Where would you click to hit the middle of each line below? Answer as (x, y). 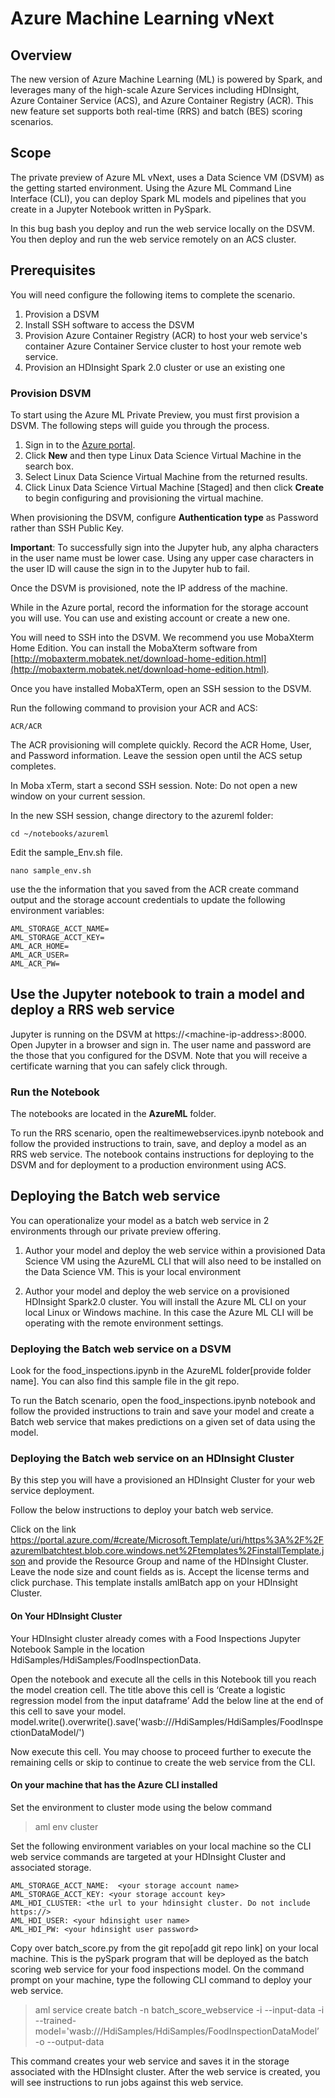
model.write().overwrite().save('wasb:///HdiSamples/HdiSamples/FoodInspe (167, 1721)
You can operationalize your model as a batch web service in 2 (140, 1220)
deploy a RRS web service (92, 1010)
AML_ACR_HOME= (40, 946)
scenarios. (32, 121)
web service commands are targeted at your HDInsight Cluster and (148, 1856)
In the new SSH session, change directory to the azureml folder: (142, 815)
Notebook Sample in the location (77, 1649)
